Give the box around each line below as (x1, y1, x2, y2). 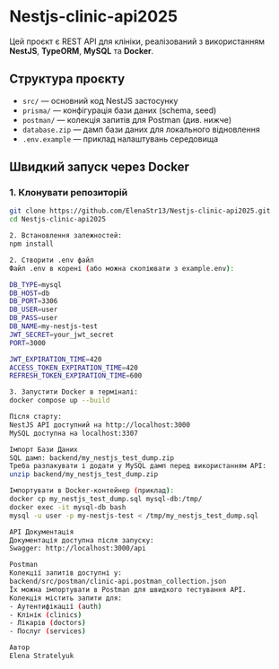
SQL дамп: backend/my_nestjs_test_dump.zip (9, 453, 175, 463)
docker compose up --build (9, 396, 110, 405)
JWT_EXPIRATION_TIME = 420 (9, 354, 102, 364)
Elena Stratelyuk (9, 652, 74, 661)
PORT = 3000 (9, 338, 47, 347)
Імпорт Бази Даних (9, 445, 78, 454)
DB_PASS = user (9, 314, 58, 323)
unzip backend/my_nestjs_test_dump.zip (9, 470, 159, 479)
